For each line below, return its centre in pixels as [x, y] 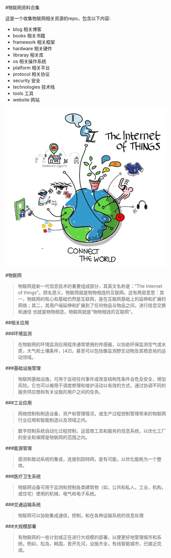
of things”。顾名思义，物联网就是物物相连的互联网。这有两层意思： [89, 293]
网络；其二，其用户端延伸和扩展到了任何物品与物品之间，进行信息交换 [92, 305]
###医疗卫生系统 [23, 477]
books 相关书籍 [29, 36]
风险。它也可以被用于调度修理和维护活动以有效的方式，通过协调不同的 [92, 385]
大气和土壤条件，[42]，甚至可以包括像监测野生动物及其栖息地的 [94, 351]
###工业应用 [19, 403]
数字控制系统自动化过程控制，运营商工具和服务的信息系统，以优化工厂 [92, 431]
